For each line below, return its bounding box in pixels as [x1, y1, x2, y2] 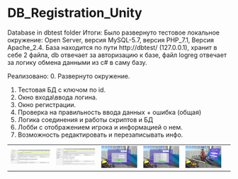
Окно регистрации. [17, 100, 76, 109]
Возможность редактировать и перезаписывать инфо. [17, 130, 183, 139]
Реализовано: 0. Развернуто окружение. [7, 72, 130, 80]
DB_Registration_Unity [7, 5, 143, 21]
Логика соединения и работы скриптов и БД [17, 115, 154, 124]
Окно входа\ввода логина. [17, 93, 98, 101]
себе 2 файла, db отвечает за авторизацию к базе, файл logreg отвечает [7, 51, 227, 59]
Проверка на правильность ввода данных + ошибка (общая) [17, 108, 202, 116]
